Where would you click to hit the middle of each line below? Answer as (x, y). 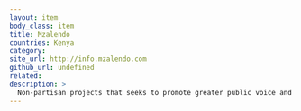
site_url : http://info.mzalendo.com (78, 59)
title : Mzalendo (40, 34)
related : (26, 76)
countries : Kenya (42, 43)
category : (28, 51)
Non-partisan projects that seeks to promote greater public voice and (155, 92)
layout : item (34, 17)
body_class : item (42, 26)
